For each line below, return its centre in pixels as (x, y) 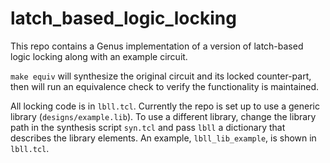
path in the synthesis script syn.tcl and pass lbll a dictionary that (148, 127)
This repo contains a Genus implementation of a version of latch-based (157, 46)
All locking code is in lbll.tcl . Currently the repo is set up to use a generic (165, 106)
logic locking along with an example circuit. (99, 56)
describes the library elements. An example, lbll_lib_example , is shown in (163, 138)
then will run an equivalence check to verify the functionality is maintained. (165, 86)
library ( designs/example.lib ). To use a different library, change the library (163, 116)
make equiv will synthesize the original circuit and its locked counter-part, (161, 76)
